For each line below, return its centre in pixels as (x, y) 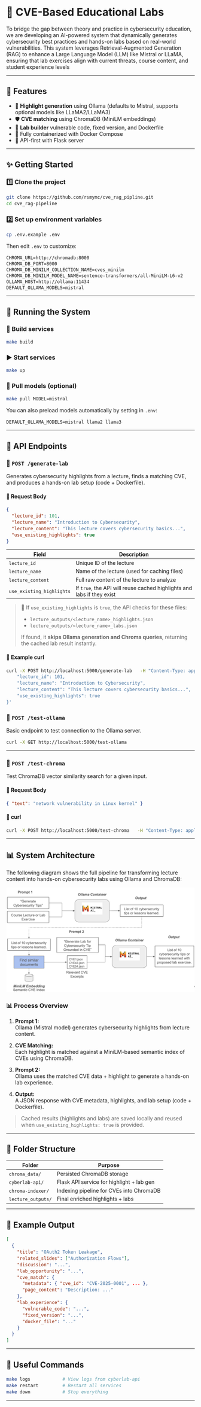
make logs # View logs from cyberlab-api (73, 1379)
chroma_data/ (25, 1174)
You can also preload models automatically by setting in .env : (82, 411)
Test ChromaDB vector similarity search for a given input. (77, 776)
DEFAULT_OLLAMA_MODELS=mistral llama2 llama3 (64, 422)
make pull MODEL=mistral (37, 399)
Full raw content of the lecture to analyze (126, 579)
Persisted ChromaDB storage (92, 1174)
